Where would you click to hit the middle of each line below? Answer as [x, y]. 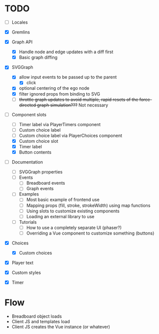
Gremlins [21, 32]
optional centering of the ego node [54, 88]
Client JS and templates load [41, 322]
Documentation [27, 162]
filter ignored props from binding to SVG [60, 94]
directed [27, 105]
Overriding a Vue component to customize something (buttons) [90, 233]
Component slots [29, 114]
